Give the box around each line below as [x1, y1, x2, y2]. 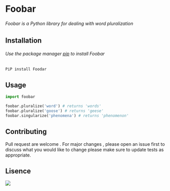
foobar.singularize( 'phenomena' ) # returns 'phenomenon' [5, 113, 129, 118]
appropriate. [5, 152, 32, 158]
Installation [5, 36, 42, 45]
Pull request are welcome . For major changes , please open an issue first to [5, 141, 165, 147]
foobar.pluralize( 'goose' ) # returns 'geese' [5, 108, 104, 113]
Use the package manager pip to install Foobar [5, 50, 105, 56]
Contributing [5, 127, 47, 136]
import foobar [5, 94, 36, 100]
